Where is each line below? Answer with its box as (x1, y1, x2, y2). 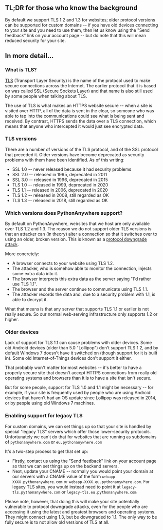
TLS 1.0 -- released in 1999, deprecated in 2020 (12, 182, 109, 187)
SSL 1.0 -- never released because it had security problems (12, 166, 131, 172)
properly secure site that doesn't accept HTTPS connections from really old (5, 370, 157, 376)
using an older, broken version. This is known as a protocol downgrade (5, 236, 147, 242)
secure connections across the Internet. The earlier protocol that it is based (5, 82, 157, 88)
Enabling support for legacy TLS (5, 412, 83, 419)
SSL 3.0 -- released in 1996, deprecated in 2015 (12, 177, 108, 183)
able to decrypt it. (12, 297, 48, 303)
